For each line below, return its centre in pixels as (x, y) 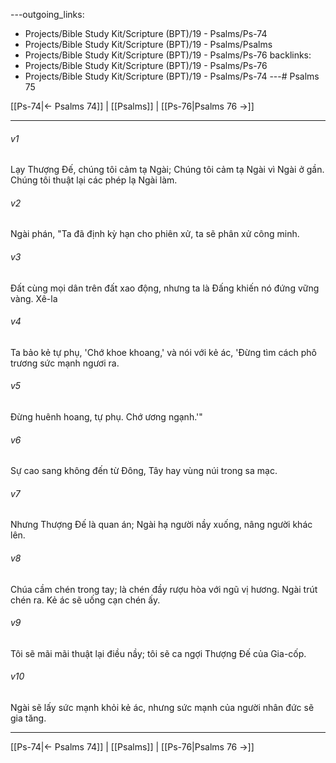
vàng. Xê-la (34, 298)
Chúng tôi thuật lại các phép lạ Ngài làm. (94, 180)
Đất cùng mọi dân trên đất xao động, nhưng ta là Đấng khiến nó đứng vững (165, 288)
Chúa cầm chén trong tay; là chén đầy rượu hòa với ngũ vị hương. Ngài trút (164, 589)
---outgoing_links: (47, 14)
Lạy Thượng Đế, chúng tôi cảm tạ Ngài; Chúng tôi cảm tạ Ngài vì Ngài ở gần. (167, 170)
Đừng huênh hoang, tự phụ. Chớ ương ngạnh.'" (106, 417)
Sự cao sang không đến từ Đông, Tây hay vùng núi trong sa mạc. (144, 471)
